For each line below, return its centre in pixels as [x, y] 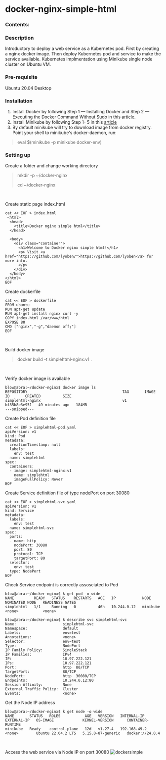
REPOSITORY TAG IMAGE [80, 392]
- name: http [23, 541]
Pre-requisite [21, 77]
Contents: [17, 25]
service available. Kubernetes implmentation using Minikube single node [79, 59]
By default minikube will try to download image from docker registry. [82, 127]
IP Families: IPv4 [38, 655]
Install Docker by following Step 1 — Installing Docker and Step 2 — [81, 112]
